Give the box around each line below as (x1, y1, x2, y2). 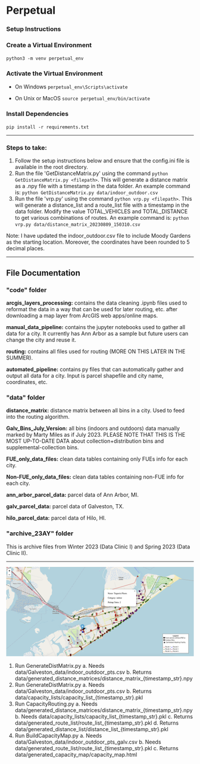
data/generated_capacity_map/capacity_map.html (14, 751, 137, 759)
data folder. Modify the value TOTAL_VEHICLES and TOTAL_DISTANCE (14, 208, 188, 215)
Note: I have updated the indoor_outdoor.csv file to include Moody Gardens (6, 232, 191, 240)
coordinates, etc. (6, 378, 48, 385)
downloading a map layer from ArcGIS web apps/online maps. (6, 312, 158, 319)
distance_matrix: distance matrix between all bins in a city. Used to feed (6, 407, 185, 414)
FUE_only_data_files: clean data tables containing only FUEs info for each (6, 455, 188, 463)
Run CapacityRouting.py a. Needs (14, 700, 98, 708)
